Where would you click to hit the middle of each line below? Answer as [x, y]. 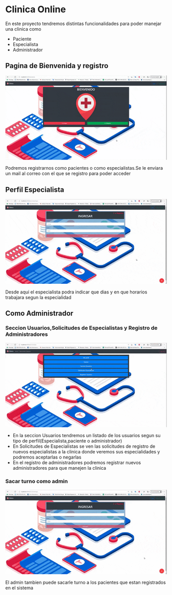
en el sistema [19, 588]
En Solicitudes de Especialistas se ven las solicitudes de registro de [84, 446]
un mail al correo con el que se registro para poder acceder [68, 174]
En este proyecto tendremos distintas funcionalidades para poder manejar [83, 24]
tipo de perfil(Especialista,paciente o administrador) [67, 441]
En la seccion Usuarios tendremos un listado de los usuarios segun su [87, 436]
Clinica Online [36, 9]
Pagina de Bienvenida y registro [57, 66]
